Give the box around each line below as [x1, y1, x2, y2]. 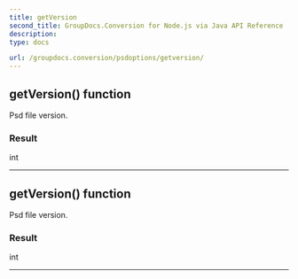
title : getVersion [9, 12, 77, 22]
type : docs [9, 37, 50, 47]
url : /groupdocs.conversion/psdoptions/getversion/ [9, 54, 204, 63]
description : [9, 29, 58, 38]
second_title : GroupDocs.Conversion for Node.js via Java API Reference [9, 21, 284, 30]
